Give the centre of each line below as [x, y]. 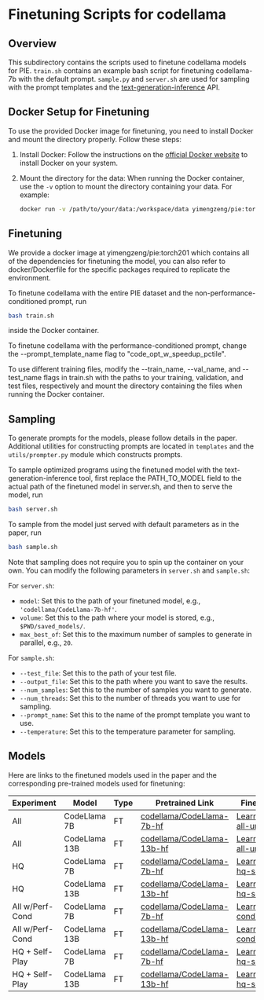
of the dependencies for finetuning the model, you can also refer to [117, 261]
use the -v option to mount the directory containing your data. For [126, 186]
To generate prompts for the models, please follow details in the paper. [123, 438]
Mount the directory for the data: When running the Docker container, [132, 178]
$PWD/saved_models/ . [52, 625]
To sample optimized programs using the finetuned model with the [115, 470]
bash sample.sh [33, 548]
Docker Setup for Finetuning [79, 112]
